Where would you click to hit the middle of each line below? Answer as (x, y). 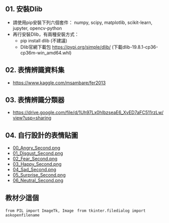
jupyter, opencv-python (37, 28)
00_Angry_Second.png (36, 148)
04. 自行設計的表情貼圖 (41, 135)
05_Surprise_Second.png (39, 175)
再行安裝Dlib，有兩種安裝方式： (46, 34)
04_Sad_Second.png (34, 169)
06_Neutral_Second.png (38, 181)
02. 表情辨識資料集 (35, 70)
